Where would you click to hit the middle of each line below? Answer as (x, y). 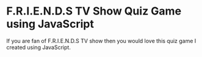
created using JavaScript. (39, 47)
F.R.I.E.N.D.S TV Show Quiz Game (94, 11)
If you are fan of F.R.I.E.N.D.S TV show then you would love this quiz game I (101, 41)
